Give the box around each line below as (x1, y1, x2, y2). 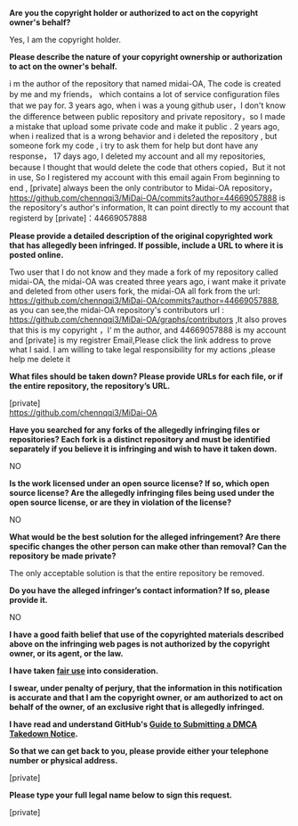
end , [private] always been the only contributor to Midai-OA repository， (9, 183, 278, 193)
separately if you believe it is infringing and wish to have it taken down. (9, 443, 278, 454)
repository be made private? (9, 550, 117, 561)
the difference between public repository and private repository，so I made (9, 112, 286, 121)
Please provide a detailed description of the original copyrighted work (9, 231, 273, 241)
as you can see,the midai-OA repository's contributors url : (9, 305, 225, 315)
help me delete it (9, 354, 71, 364)
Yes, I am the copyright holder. (9, 35, 122, 45)
